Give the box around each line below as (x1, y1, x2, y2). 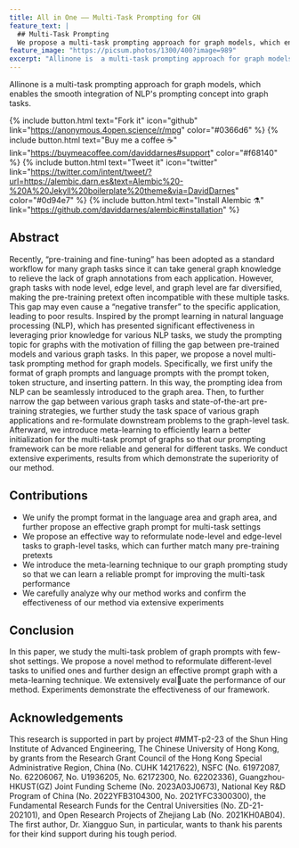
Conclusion (9, 623, 75, 638)
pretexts (21, 549, 53, 560)
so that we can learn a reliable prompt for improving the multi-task (21, 568, 265, 580)
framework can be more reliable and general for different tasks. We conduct (9, 443, 288, 454)
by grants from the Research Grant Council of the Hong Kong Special (9, 753, 263, 763)
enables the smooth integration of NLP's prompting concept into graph (9, 88, 269, 99)
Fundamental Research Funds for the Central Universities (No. (9, 800, 237, 811)
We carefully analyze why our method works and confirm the (21, 588, 246, 598)
